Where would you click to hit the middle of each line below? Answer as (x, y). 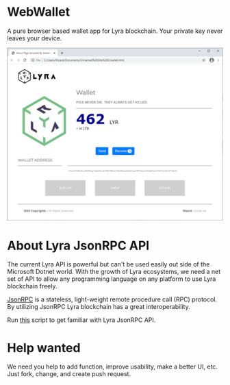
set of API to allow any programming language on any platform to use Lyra (112, 279)
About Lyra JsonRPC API (78, 246)
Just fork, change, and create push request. (69, 374)
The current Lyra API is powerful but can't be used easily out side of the (108, 264)
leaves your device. (35, 38)
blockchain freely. (32, 286)
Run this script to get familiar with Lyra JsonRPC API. (81, 320)
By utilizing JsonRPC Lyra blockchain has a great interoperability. (99, 307)
